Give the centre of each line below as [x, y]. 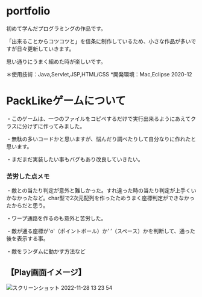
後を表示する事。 [27, 239]
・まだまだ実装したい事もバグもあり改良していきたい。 [75, 159]
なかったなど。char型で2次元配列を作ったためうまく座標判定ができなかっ [103, 198]
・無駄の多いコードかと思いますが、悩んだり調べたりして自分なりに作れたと [101, 139]
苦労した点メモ [28, 176]
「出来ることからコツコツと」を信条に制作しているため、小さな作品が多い [99, 41]
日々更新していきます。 [46, 49]
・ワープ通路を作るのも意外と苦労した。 [56, 218]
